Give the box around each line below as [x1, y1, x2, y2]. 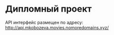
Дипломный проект [5, 3, 92, 15]
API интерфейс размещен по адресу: [5, 19, 83, 25]
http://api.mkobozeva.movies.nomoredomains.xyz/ [5, 24, 109, 30]
